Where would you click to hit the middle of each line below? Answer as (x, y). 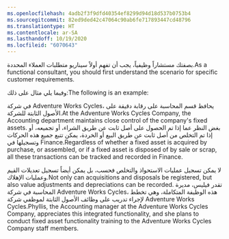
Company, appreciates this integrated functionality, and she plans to (103, 214)
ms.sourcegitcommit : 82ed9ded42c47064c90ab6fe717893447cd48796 (99, 20)
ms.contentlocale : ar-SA (42, 33)
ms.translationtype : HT (41, 26)
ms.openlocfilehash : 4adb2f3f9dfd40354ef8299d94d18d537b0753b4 (99, 13)
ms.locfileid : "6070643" (42, 45)
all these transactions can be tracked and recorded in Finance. (95, 157)
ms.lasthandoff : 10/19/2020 (47, 39)
